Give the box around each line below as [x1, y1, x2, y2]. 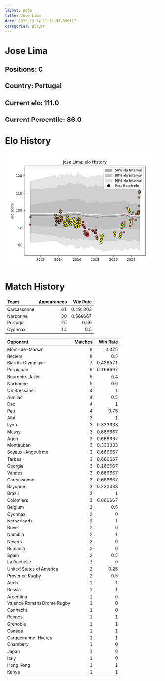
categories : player [5, 24, 45, 29]
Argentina [7, 593, 27, 600]
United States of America [7, 566, 58, 572]
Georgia [7, 463, 24, 469]
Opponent [7, 339, 29, 345]
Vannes [7, 470, 23, 476]
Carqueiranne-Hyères [7, 635, 53, 641]
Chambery [7, 641, 29, 647]
